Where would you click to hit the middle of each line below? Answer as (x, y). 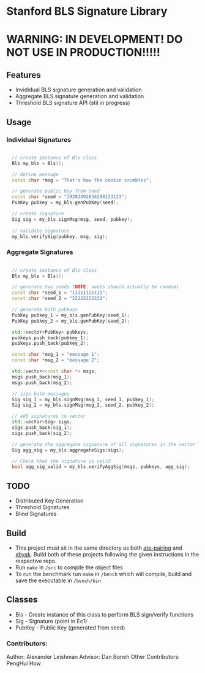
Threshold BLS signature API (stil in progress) (73, 103)
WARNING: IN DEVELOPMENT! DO (95, 40)
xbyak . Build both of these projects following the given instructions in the (107, 554)
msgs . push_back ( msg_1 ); (42, 377)
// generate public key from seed (56, 191)
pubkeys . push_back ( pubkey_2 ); (50, 344)
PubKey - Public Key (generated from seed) (70, 628)
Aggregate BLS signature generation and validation (80, 96)
